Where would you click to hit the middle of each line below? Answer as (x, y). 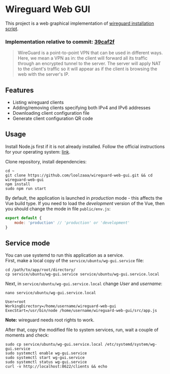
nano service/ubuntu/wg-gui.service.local (51, 293)
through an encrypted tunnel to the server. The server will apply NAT (89, 64)
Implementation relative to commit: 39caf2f (60, 41)
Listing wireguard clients (38, 103)
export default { (24, 218)
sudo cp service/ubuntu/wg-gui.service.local (54, 345)
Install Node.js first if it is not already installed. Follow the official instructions (85, 146)
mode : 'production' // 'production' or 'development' (72, 223)
